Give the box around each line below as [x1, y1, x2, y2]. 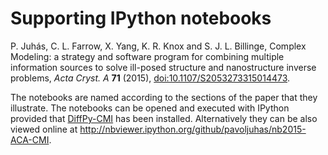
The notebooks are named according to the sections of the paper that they [10, 91, 318, 103]
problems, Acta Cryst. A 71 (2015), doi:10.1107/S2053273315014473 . [10, 72, 291, 84]
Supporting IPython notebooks [10, 7, 272, 30]
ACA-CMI [10, 133, 50, 146]
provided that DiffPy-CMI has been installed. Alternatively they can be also [10, 112, 318, 124]
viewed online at [10, 123, 78, 135]
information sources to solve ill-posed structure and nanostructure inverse [10, 61, 317, 73]
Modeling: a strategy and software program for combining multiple [10, 50, 285, 62]
